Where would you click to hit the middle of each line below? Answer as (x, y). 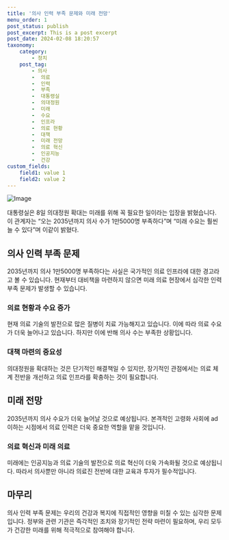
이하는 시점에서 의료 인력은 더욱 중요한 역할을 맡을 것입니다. (86, 427)
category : (33, 52)
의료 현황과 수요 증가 (39, 308)
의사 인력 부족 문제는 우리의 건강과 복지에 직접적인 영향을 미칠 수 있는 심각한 (108, 513)
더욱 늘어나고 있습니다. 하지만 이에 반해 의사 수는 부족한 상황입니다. (103, 332)
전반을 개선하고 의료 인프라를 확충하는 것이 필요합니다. (86, 377)
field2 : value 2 (43, 179)
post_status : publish (38, 26)
